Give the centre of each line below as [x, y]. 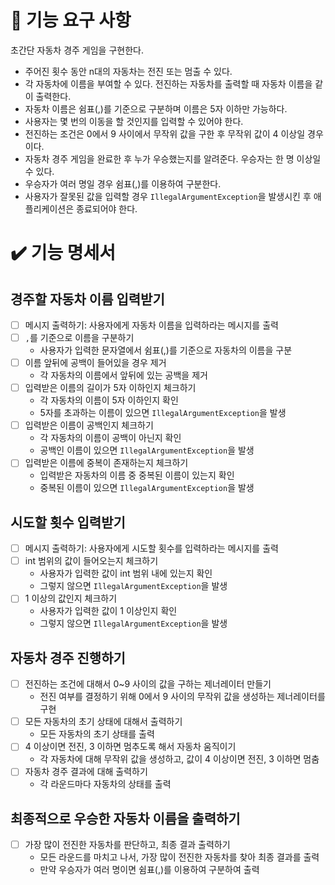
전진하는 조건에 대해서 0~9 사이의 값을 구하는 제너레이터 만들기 [148, 684]
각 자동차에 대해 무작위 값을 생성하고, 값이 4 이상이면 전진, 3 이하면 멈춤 [179, 759]
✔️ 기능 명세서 [63, 253]
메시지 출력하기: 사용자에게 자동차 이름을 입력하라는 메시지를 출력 [151, 325]
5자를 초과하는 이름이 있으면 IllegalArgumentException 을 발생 [163, 413]
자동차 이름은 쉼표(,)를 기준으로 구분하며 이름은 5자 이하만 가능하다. [156, 108]
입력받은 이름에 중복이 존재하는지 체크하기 [106, 463]
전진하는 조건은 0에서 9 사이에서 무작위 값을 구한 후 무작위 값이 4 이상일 [165, 133]
